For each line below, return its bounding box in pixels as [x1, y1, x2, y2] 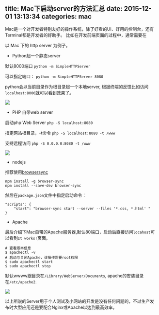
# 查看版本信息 [5, 245, 32, 250]
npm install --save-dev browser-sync [5, 183, 81, 188]
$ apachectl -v [5, 250, 36, 255]
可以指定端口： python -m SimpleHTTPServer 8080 [5, 73, 103, 79]
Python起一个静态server [12, 52, 61, 58]
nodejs [12, 159, 26, 165]
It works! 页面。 [17, 235, 50, 241]
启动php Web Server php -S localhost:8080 [5, 120, 93, 125]
